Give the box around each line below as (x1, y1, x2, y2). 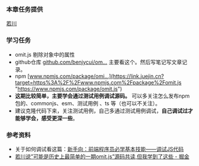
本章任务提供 (6, 5, 44, 13)
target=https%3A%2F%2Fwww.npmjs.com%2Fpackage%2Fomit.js (14, 79, 182, 86)
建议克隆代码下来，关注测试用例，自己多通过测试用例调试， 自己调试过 (14, 107, 188, 114)
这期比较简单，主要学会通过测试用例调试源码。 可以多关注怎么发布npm (14, 92, 190, 99)
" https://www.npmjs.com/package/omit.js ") (14, 85, 123, 92)
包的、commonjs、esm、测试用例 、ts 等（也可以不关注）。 (14, 99, 161, 107)
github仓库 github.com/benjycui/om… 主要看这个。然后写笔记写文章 (14, 58, 182, 65)
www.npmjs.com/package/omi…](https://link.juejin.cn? (29, 73, 164, 80)
